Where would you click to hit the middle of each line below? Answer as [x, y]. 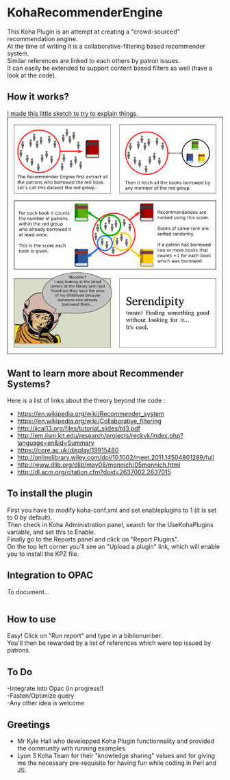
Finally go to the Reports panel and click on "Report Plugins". [93, 539]
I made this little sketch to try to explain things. [73, 113]
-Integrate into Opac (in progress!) [55, 688]
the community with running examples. [72, 748]
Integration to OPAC [50, 575]
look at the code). [32, 75]
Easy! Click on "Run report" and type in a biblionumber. [85, 636]
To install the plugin [50, 494]
